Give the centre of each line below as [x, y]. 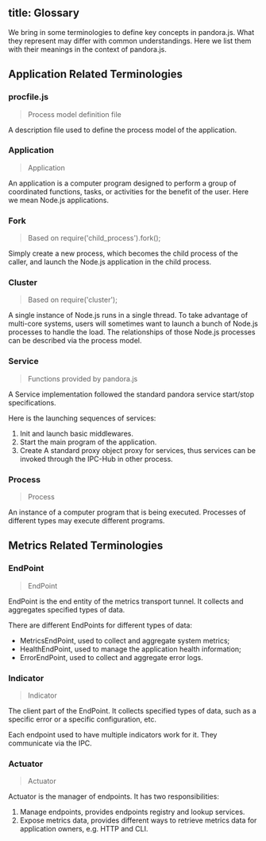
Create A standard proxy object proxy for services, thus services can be [138, 450]
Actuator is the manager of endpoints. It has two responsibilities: [114, 796]
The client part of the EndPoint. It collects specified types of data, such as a [132, 710]
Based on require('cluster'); [72, 300]
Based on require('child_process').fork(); [94, 238]
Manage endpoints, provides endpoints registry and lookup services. [132, 812]
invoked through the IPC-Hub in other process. [96, 459]
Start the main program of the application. [88, 442]
